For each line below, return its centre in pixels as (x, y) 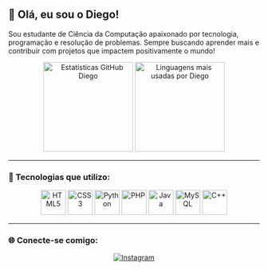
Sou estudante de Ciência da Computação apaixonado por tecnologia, (124, 33)
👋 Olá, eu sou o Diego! (64, 15)
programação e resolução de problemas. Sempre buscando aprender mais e (134, 42)
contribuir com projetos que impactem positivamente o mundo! (112, 51)
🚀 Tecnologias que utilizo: (59, 177)
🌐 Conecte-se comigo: (53, 241)
